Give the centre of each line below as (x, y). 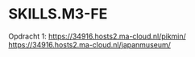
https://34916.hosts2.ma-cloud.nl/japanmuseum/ (90, 44)
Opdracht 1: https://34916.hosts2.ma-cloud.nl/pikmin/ (97, 36)
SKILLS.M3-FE (58, 14)
